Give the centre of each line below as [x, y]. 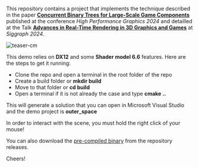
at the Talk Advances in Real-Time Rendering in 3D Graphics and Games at [99, 27]
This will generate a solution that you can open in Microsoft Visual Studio [95, 105]
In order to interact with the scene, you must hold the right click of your [93, 123]
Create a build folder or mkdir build [58, 81]
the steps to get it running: [39, 63]
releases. [17, 147]
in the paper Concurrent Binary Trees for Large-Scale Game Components [98, 15]
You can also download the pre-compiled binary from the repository [89, 141]
